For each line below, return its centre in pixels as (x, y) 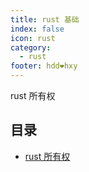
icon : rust (33, 38)
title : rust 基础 (45, 19)
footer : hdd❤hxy (44, 66)
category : (31, 47)
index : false (37, 29)
